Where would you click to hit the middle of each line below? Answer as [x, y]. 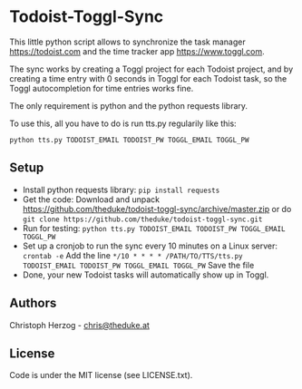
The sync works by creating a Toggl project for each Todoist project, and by [151, 69]
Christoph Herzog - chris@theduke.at [79, 325]
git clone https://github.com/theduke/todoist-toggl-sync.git [142, 219]
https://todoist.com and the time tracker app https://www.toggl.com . [137, 51]
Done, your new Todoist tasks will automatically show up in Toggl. [146, 275]
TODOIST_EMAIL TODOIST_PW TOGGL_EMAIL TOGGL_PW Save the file [138, 265]
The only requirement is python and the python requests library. [128, 105]
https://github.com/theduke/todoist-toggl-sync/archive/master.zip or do [157, 209]
